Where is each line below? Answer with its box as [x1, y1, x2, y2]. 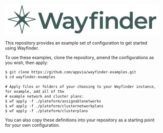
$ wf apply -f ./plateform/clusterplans [5, 108, 89, 113]
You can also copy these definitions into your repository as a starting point [5, 117, 155, 123]
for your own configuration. [5, 122, 60, 128]
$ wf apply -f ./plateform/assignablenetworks [5, 99, 102, 103]
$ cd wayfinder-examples [5, 74, 56, 79]
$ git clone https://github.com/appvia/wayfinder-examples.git [5, 69, 137, 74]
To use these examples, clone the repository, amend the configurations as [5, 54, 154, 60]
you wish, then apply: [5, 60, 48, 66]
